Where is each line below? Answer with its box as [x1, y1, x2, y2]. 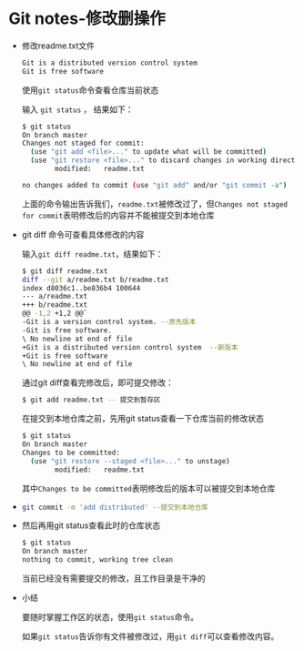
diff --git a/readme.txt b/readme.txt [21, 275, 169, 284]
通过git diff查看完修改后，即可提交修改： [21, 377, 175, 388]
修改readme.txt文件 [21, 40, 96, 51]
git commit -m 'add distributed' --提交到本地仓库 [21, 503, 208, 512]
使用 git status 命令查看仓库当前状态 [21, 84, 159, 96]
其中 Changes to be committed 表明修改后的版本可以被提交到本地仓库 [21, 483, 276, 493]
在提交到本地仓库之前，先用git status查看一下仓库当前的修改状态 [21, 413, 265, 424]
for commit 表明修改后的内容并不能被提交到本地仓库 [21, 209, 215, 220]
